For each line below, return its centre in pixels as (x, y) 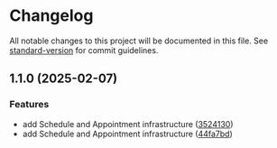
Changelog (51, 16)
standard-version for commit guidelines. (84, 50)
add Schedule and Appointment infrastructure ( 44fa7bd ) (127, 134)
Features (29, 105)
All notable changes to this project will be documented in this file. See (139, 41)
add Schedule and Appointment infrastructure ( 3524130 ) (128, 124)
